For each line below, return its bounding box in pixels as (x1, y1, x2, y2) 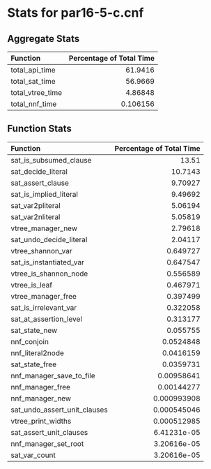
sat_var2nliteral (10, 211, 61, 221)
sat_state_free (10, 359, 57, 369)
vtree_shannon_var (10, 246, 72, 255)
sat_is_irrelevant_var (10, 302, 77, 312)
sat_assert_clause (10, 178, 70, 188)
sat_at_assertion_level (10, 314, 82, 324)
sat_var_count (10, 450, 56, 460)
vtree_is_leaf (10, 280, 53, 290)
